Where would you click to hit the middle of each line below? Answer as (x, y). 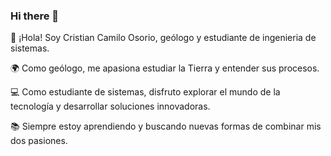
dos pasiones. (39, 141)
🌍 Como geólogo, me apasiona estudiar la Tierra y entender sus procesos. (165, 68)
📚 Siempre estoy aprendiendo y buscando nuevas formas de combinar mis (166, 126)
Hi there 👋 (35, 16)
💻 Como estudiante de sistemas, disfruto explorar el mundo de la (145, 92)
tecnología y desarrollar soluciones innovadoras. (110, 106)
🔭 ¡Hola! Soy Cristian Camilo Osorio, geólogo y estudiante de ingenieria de (163, 38)
